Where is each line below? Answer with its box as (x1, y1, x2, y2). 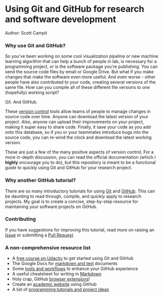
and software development (5, 14, 116, 25)
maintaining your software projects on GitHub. (5, 204, 97, 210)
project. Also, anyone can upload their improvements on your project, (5, 119, 145, 125)
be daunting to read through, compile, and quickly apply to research (5, 193, 142, 199)
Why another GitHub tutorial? (5, 177, 76, 184)
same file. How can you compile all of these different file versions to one (5, 85, 150, 90)
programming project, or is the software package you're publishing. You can (5, 64, 158, 69)
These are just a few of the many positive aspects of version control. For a (5, 149, 154, 155)
